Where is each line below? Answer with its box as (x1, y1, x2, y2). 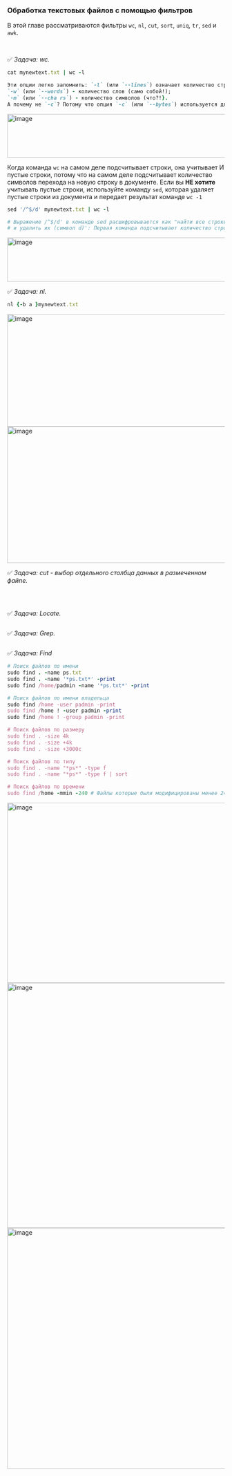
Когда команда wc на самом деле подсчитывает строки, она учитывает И (7, 163, 224, 171)
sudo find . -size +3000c (7, 745, 81, 752)
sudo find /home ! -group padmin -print (7, 714, 126, 721)
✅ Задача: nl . (7, 288, 47, 296)
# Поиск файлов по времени (7, 783, 85, 790)
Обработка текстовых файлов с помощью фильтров (7, 6, 193, 15)
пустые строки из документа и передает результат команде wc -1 (7, 192, 202, 200)
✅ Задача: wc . (7, 55, 50, 64)
